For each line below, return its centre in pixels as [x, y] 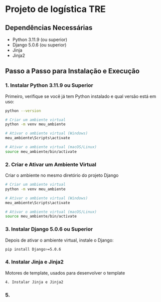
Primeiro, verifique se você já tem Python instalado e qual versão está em [80, 96]
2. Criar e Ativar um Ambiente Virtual [51, 164]
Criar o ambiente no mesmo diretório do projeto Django [62, 175]
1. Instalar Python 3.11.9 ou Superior [49, 85]
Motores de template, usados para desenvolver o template [65, 273]
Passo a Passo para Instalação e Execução [72, 71]
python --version [23, 111]
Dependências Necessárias [49, 28]
